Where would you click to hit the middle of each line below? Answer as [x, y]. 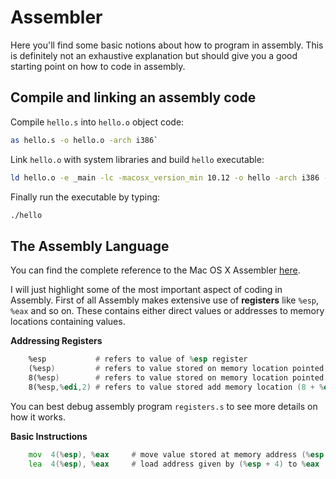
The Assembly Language [90, 246]
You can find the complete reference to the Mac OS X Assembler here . [155, 270]
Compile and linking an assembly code [133, 97]
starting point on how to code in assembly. [98, 66]
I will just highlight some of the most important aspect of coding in [146, 290]
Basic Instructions [49, 436]
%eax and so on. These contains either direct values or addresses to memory [167, 311]
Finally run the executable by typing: [85, 197]
